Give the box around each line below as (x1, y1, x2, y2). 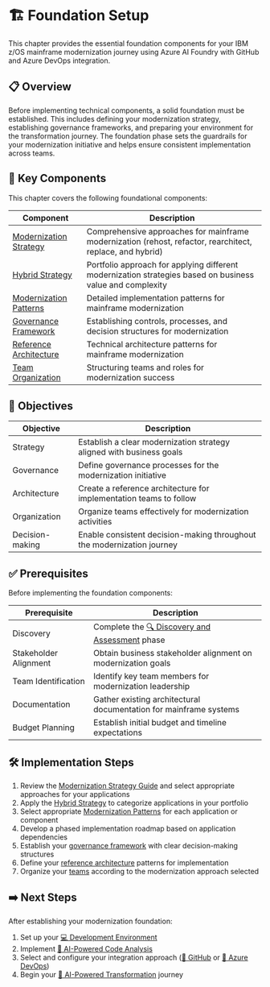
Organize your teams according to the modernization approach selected (19, 867, 260, 876)
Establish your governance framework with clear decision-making (19, 841, 239, 850)
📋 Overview (8, 80, 72, 93)
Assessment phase (93, 634, 166, 645)
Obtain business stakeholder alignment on (93, 648, 252, 659)
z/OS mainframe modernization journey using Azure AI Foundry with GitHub (8, 47, 260, 56)
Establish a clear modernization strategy (77, 437, 231, 448)
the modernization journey (77, 539, 178, 550)
